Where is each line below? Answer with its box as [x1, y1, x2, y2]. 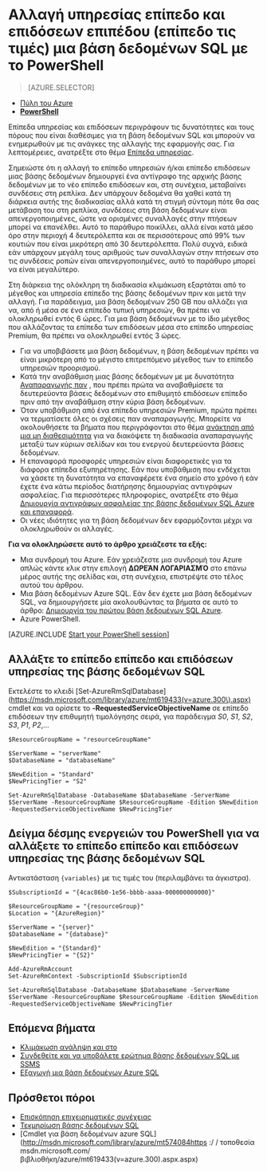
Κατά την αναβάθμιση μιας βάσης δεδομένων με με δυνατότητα [19, 371, 234, 381]
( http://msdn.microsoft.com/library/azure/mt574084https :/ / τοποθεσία [19, 1138, 255, 1147]
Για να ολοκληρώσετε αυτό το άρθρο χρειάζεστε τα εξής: [8, 539, 207, 549]
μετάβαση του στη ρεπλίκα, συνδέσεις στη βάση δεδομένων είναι [8, 205, 227, 214]
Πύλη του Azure [19, 98, 73, 108]
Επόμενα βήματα [8, 1021, 96, 1035]
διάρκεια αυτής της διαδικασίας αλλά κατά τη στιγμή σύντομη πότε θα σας [8, 197, 260, 206]
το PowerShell [8, 57, 104, 75]
